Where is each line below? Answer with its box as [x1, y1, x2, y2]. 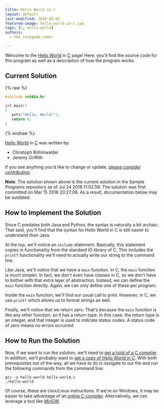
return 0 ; [11, 117, 32, 122]
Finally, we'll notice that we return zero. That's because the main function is [5, 306, 157, 312]
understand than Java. [5, 232, 50, 238]
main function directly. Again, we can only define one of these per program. [5, 282, 157, 288]
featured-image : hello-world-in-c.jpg [5, 21, 84, 26]
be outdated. [5, 194, 31, 200]
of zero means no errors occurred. [5, 322, 75, 328]
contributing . [5, 169, 31, 175]
